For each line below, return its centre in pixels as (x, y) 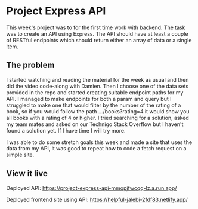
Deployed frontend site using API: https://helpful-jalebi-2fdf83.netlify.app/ (97, 199)
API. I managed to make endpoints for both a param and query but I (89, 99)
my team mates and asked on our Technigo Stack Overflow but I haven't (95, 124)
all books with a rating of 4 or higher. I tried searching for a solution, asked (98, 118)
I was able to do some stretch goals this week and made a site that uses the (99, 142)
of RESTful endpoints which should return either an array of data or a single (99, 40)
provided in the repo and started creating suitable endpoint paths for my (95, 92)
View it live (27, 173)
